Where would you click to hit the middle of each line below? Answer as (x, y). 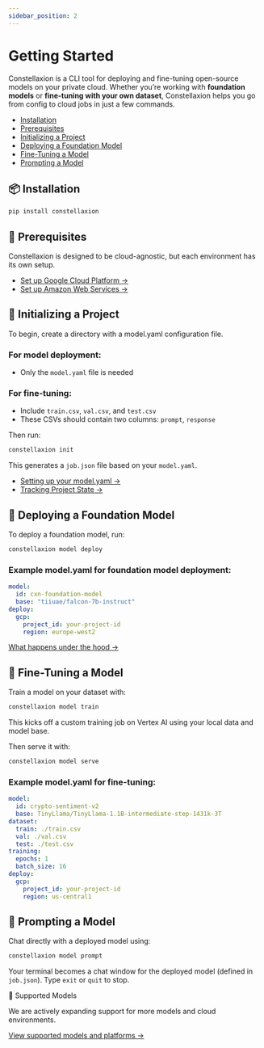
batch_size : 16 (41, 867)
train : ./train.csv (48, 829)
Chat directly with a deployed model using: (80, 941)
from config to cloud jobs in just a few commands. (92, 104)
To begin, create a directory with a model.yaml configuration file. (116, 334)
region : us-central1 (57, 896)
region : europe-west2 (59, 632)
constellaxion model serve (54, 762)
